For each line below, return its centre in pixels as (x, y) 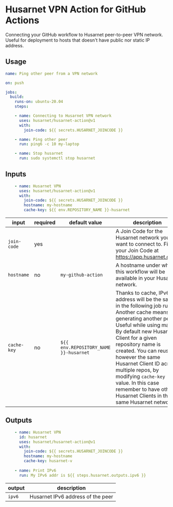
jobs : (11, 92)
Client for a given (136, 338)
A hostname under (138, 265)
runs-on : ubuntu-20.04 (39, 102)
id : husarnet (33, 437)
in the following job (139, 306)
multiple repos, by (137, 370)
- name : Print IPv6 (36, 470)
